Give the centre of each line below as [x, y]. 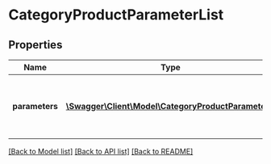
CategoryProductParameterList [116, 15]
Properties [35, 45]
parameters [35, 106]
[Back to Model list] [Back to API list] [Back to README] [101, 151]
